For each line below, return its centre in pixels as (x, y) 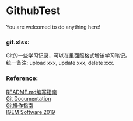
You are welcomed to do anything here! (53, 27)
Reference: (22, 78)
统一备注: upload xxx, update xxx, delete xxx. (60, 63)
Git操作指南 (20, 105)
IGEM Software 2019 (31, 112)
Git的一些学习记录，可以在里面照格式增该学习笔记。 (68, 56)
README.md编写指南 (32, 92)
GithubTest (33, 11)
